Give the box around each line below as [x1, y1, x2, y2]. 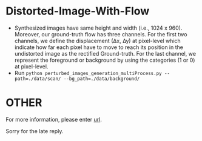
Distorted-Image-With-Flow [5, 4, 150, 18]
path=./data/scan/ [14, 76, 61, 82]
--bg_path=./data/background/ [63, 76, 140, 82]
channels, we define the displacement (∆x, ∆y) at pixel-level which [14, 37, 181, 44]
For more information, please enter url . [5, 116, 103, 123]
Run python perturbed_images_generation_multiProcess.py [14, 69, 162, 76]
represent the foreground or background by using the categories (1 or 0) [14, 56, 195, 64]
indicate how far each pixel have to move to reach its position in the [14, 44, 183, 51]
